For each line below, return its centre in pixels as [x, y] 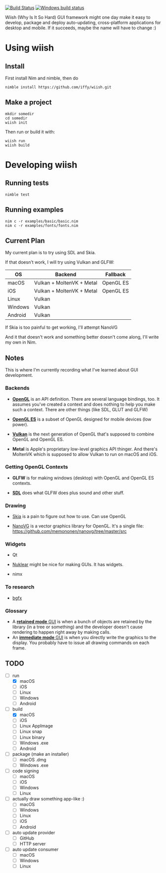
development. [19, 375]
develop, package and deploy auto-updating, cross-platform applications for [83, 23]
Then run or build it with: [30, 132]
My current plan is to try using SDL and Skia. [51, 253]
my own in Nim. [21, 342]
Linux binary [32, 737]
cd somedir [16, 118]
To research [20, 587]
